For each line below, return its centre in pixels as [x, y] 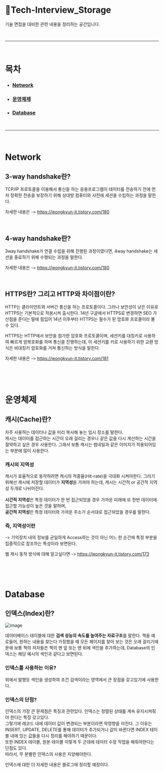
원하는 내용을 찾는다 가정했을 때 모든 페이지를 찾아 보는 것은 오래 [80, 642]
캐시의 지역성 [20, 464]
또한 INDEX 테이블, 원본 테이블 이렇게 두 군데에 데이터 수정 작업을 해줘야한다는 [80, 742]
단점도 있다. [16, 748]
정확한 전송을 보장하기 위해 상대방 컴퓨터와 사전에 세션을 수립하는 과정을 [79, 195]
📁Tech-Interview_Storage [58, 10]
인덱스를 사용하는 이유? [31, 668]
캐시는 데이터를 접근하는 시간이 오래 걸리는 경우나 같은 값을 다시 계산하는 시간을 [81, 438]
